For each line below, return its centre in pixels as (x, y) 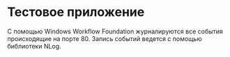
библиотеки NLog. (34, 46)
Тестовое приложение (76, 12)
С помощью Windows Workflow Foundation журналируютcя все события (115, 31)
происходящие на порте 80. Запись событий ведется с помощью (105, 38)
